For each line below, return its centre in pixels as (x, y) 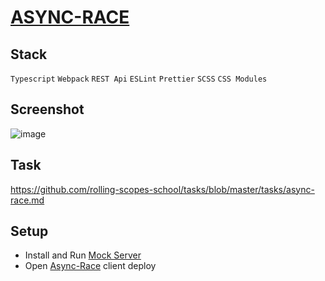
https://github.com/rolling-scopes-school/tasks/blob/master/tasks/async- (162, 189)
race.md (27, 200)
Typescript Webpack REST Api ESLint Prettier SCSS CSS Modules (139, 79)
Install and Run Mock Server (83, 255)
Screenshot (47, 109)
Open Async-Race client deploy (90, 266)
